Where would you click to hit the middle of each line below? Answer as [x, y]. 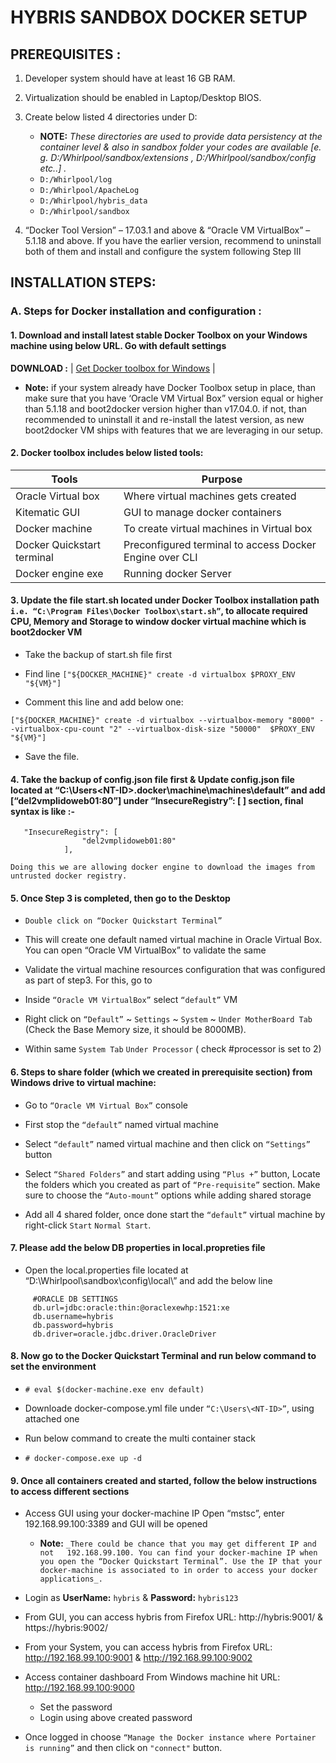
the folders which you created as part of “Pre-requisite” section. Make [172, 1184]
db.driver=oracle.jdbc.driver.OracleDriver [124, 1334]
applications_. [71, 1579]
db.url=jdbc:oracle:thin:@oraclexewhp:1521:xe [131, 1307]
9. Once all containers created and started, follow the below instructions [164, 1480]
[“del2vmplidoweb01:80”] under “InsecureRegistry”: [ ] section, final [157, 800]
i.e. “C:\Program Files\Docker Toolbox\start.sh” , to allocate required [159, 611]
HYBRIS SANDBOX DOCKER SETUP [159, 17]
